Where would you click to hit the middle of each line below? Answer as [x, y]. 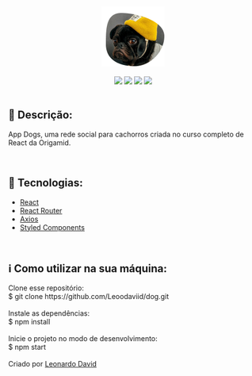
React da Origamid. [40, 142]
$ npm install [29, 322]
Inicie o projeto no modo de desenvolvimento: [83, 339]
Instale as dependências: [49, 313]
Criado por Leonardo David [53, 364]
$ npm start [27, 347]
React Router [41, 210]
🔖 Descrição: [40, 115]
